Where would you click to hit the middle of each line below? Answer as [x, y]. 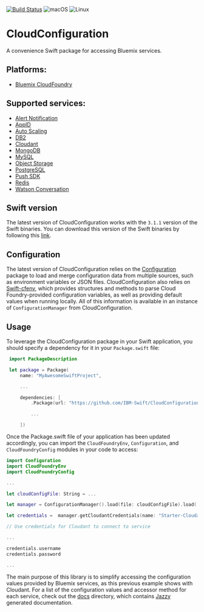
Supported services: [46, 103]
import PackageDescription [43, 359]
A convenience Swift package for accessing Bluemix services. [84, 50]
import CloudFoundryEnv [36, 466]
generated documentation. [39, 602]
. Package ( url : [49, 403]
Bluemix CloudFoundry [44, 84]
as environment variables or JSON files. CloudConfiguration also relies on [98, 282]
